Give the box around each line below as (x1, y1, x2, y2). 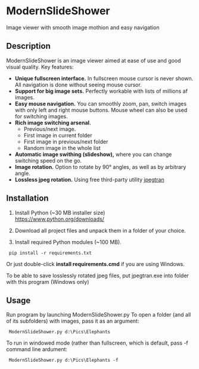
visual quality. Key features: (6, 63, 74, 70)
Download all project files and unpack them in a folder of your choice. (14, 227, 186, 234)
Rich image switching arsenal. (14, 119, 91, 126)
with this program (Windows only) (6, 278, 89, 285)
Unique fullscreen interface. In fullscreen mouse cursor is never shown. (14, 74, 194, 82)
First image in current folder (23, 132, 92, 139)
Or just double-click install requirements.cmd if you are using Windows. (6, 260, 185, 267)
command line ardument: (6, 346, 67, 353)
